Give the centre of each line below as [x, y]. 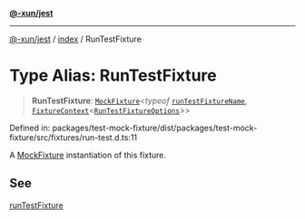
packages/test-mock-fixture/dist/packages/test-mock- [155, 128]
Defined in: [30, 128]
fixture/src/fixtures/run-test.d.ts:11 [74, 137]
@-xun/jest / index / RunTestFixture [76, 39]
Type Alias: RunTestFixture [113, 76]
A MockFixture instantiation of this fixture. [88, 155]
